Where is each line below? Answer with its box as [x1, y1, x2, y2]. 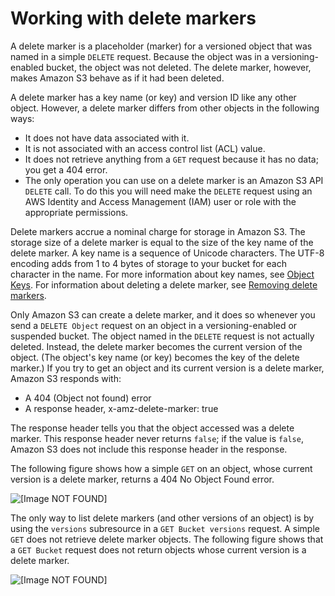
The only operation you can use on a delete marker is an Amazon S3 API [24, 174, 324, 186]
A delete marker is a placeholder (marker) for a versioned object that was [10, 40, 313, 52]
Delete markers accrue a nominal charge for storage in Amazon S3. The [10, 225, 306, 237]
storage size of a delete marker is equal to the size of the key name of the [10, 236, 314, 248]
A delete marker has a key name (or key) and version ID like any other [10, 91, 297, 103]
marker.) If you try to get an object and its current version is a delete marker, [10, 362, 325, 374]
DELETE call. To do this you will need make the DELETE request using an [24, 185, 313, 197]
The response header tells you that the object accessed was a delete [10, 422, 295, 434]
